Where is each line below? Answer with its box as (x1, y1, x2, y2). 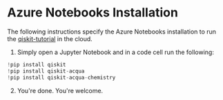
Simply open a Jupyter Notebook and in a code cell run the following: (17, 48, 214, 56)
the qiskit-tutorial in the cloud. (7, 34, 93, 42)
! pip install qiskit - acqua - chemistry (7, 74, 116, 81)
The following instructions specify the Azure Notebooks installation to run (7, 27, 216, 36)
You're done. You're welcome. (17, 86, 104, 95)
